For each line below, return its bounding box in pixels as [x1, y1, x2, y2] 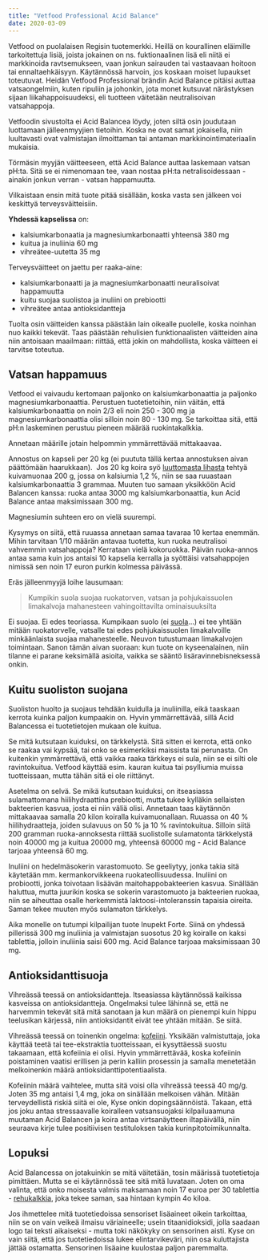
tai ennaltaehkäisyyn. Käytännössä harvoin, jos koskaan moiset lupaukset [8, 67, 250, 76]
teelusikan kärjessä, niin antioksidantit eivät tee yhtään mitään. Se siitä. [8, 1015, 242, 1025]
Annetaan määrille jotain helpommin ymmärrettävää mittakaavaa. [8, 439, 222, 448]
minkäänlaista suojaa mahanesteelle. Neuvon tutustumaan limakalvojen [8, 634, 243, 644]
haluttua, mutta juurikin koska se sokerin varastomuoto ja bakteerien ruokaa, [8, 887, 260, 897]
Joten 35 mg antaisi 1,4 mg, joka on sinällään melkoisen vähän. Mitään [8, 1088, 240, 1099]
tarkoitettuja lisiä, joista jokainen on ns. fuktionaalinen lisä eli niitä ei [8, 50, 230, 59]
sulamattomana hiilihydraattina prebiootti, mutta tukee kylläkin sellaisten [8, 795, 246, 804]
